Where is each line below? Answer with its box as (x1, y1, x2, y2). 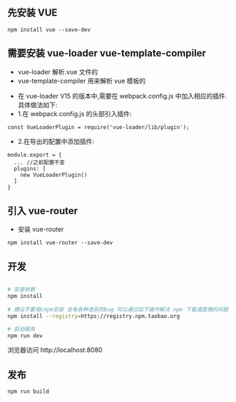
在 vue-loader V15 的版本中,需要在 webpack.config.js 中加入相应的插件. (17, 91, 227, 100)
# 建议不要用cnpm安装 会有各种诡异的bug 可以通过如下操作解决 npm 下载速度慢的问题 (7, 306, 229, 313)
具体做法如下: (17, 100, 58, 109)
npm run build (7, 388, 50, 396)
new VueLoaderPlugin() (20, 171, 88, 178)
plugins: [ (14, 165, 46, 172)
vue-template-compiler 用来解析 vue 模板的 (17, 76, 146, 85)
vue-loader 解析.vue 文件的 (17, 67, 98, 76)
